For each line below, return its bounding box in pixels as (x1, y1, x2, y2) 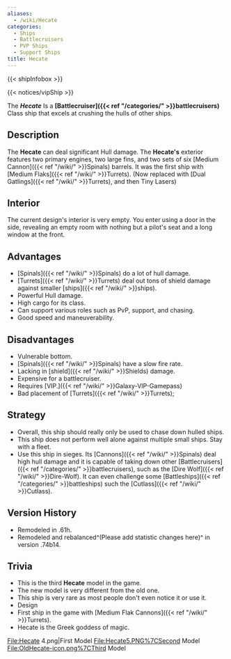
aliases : (7, 10, 33, 17)
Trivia (7, 561, 33, 573)
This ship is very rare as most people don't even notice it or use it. (17, 594, 207, 602)
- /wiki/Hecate (13, 17, 58, 24)
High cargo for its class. (17, 299, 86, 307)
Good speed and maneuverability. (17, 314, 115, 322)
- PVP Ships (13, 42, 49, 49)
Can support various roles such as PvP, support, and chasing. (17, 306, 195, 315)
